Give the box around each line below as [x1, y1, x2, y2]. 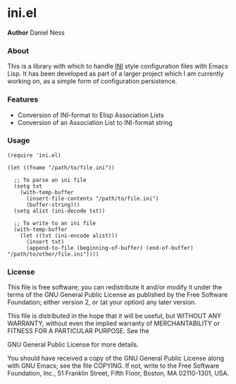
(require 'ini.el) [7, 152, 61, 159]
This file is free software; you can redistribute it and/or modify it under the [7, 283, 223, 292]
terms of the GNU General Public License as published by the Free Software [7, 291, 228, 299]
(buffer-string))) [25, 201, 80, 208]
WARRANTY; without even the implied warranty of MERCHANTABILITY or [7, 319, 221, 328]
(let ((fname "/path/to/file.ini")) [7, 164, 115, 171]
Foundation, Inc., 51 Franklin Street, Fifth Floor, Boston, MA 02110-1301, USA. [7, 369, 230, 378]
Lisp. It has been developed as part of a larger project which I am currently [7, 69, 224, 78]
